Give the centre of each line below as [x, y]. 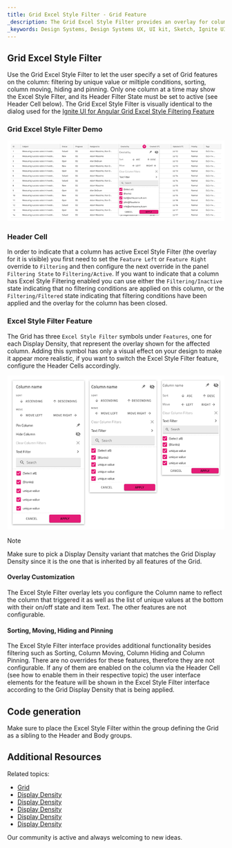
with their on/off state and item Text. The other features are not [97, 607]
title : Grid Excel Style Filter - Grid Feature [77, 15]
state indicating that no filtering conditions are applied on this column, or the [116, 289]
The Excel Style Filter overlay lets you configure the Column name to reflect [115, 592]
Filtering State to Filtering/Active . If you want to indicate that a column [113, 274]
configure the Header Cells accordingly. [64, 366]
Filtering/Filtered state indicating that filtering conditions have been [107, 296]
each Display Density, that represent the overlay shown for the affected [109, 343]
